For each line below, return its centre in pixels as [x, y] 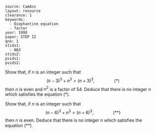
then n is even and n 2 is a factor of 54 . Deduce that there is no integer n [78, 89]
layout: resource [23, 11]
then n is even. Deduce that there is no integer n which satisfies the [74, 120]
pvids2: [13, 63]
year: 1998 [16, 33]
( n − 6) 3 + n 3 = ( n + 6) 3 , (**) [83, 112]
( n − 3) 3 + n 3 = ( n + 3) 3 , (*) [83, 80]
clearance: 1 [19, 15]
